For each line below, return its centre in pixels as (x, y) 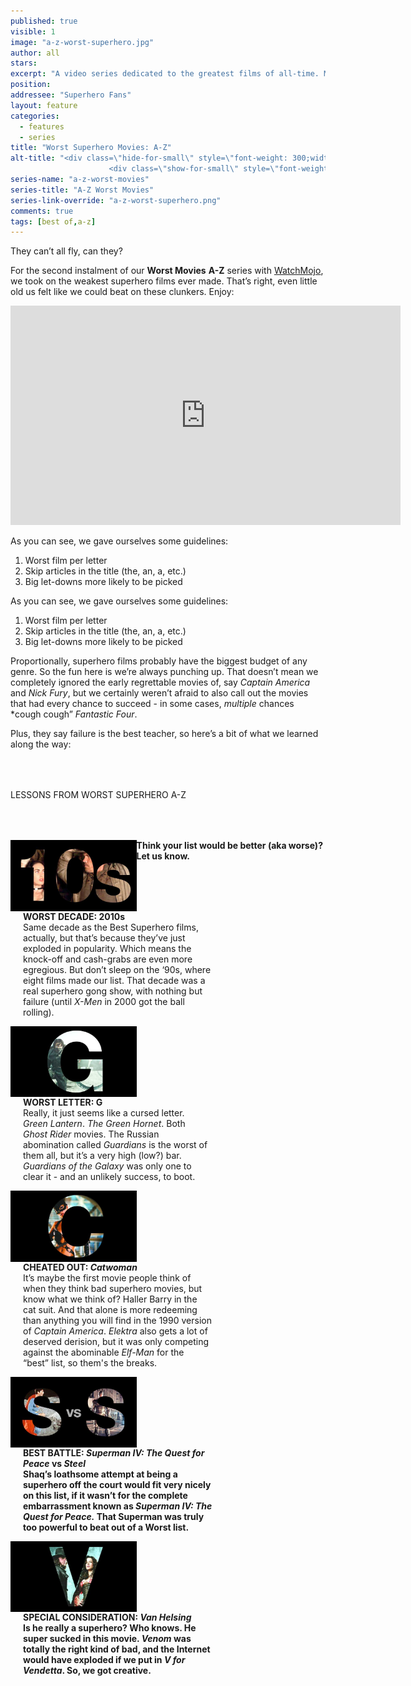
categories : (35, 116)
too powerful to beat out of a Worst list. (106, 1527)
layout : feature (44, 105)
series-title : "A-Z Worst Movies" (82, 190)
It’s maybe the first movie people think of (107, 1277)
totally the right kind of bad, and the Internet (117, 1649)
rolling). (39, 1012)
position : (31, 85)
